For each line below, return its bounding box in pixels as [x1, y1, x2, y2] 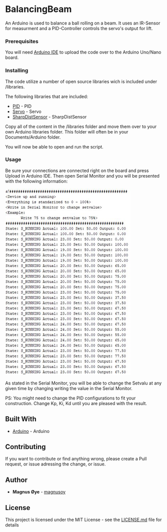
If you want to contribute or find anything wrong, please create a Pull [5, 456, 147, 462]
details [5, 522, 19, 528]
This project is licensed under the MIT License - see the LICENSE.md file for [5, 516, 162, 523]
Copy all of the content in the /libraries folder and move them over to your [5, 123, 157, 129]
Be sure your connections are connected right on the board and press [5, 167, 149, 173]
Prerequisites [5, 37, 38, 44]
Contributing [5, 442, 46, 451]
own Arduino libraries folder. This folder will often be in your [5, 128, 128, 134]
